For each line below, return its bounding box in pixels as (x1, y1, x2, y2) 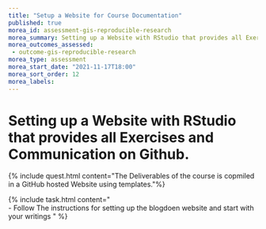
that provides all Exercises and (8, 128, 215, 146)
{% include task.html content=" (8, 195, 111, 205)
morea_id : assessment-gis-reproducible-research (8, 26, 172, 34)
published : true (8, 19, 62, 27)
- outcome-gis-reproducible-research (11, 48, 136, 56)
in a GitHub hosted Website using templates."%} (8, 179, 165, 190)
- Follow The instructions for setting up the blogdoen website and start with (8, 203, 255, 213)
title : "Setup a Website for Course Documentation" (8, 11, 182, 20)
